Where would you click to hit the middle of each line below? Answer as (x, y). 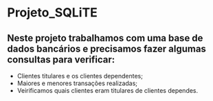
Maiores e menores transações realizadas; (77, 83)
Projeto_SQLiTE (52, 13)
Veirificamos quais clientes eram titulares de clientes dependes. (108, 90)
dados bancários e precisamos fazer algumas (106, 48)
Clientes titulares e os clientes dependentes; (80, 76)
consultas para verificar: (61, 59)
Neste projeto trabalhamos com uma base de (105, 38)
